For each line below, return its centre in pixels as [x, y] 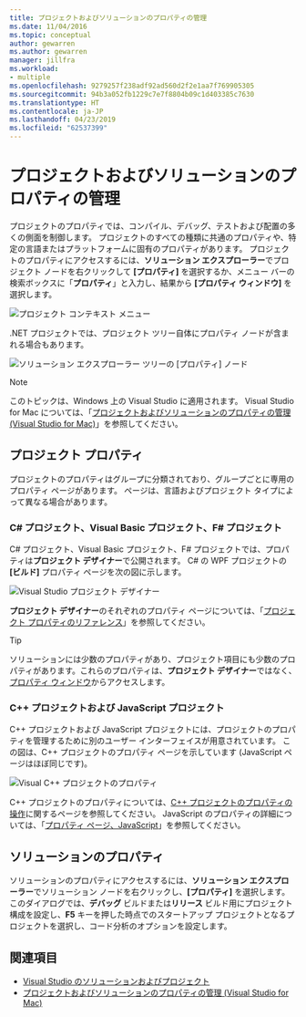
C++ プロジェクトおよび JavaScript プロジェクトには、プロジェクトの [141, 730]
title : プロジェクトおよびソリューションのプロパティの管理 [108, 18]
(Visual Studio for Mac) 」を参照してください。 [97, 423]
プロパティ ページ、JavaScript [102, 825]
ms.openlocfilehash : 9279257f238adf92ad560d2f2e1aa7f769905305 [132, 86]
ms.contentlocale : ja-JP [56, 111]
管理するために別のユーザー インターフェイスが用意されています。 [157, 741]
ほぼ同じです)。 [63, 763]
